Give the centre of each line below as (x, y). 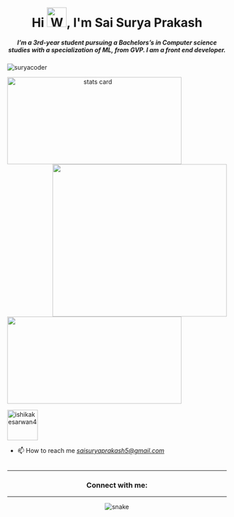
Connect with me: (117, 486)
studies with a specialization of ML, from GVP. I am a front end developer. (117, 49)
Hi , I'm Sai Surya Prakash (117, 23)
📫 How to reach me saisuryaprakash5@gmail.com (91, 451)
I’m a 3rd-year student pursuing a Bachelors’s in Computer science (117, 43)
